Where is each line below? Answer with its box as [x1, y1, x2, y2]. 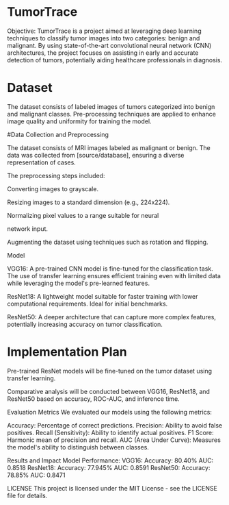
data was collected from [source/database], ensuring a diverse [7, 151, 185, 159]
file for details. [7, 491, 48, 500]
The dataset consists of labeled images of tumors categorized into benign [7, 102, 215, 110]
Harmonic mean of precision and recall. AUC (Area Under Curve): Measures [7, 436, 221, 444]
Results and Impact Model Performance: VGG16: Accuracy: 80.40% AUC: [7, 456, 214, 465]
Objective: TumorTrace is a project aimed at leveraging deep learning [7, 27, 202, 35]
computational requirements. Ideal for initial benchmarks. [7, 299, 168, 308]
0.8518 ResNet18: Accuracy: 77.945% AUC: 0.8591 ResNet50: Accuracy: [7, 463, 211, 471]
